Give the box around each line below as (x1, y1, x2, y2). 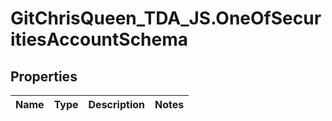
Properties (10, 68, 78, 85)
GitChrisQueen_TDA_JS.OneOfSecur (10, 7, 322, 30)
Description (88, 98, 145, 111)
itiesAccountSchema (10, 28, 189, 51)
